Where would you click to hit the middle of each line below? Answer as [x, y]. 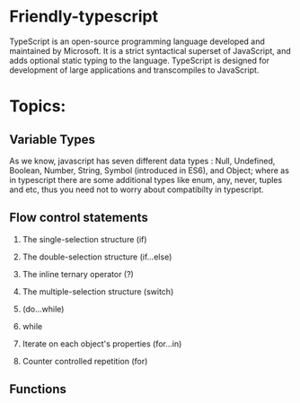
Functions [38, 389]
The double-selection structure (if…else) [97, 257]
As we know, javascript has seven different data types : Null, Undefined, [142, 161]
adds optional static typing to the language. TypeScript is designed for [139, 60]
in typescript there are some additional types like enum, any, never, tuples [146, 180]
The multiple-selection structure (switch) [98, 291]
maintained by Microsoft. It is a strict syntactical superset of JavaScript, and [150, 50]
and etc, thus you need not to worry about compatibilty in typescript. [137, 189]
